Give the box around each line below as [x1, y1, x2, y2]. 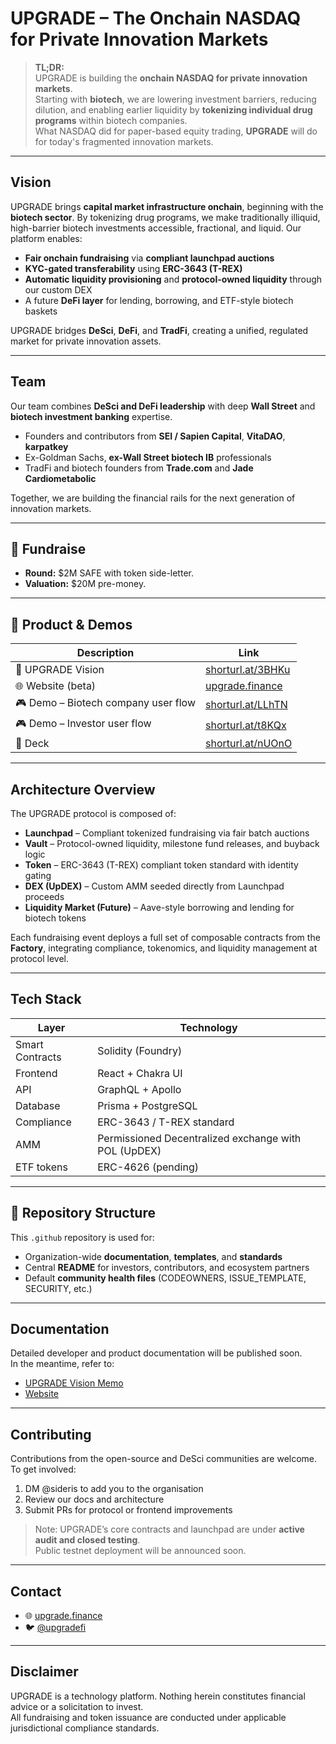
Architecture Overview [10, 781, 156, 798]
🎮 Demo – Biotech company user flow [15, 696, 197, 710]
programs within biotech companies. [34, 114, 188, 126]
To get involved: [10, 1463, 77, 1476]
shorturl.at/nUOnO [205, 737, 293, 751]
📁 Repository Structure [10, 1205, 156, 1222]
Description [76, 646, 135, 660]
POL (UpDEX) [97, 1143, 162, 1157]
